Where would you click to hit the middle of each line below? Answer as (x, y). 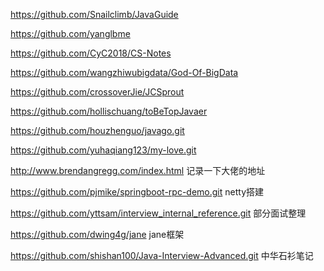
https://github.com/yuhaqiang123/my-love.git (103, 150)
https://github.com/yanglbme (70, 33)
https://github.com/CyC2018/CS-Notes (91, 53)
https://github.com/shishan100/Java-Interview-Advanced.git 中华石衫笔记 (162, 255)
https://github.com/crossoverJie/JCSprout (97, 92)
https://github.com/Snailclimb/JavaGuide (94, 14)
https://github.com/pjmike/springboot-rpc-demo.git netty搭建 (137, 192)
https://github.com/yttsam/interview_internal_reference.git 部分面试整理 (158, 213)
